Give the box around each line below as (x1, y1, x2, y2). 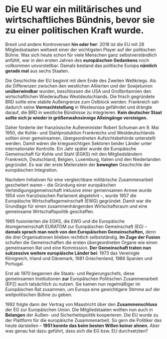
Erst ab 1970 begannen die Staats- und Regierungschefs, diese (5, 270, 135, 276)
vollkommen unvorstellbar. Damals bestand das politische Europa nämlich (5, 62, 158, 68)
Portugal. (5, 260, 24, 266)
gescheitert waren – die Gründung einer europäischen (5, 181, 116, 188)
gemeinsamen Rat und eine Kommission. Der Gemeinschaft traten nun (5, 244, 151, 250)
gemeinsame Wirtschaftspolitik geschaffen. (5, 208, 95, 214)
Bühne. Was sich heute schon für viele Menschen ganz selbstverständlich (5, 51, 157, 58)
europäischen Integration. (5, 166, 58, 173)
